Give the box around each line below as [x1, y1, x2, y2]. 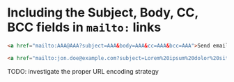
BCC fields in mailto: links [7, 19, 162, 35]
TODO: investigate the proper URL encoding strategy [7, 67, 159, 75]
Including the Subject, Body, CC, [7, 5, 198, 21]
